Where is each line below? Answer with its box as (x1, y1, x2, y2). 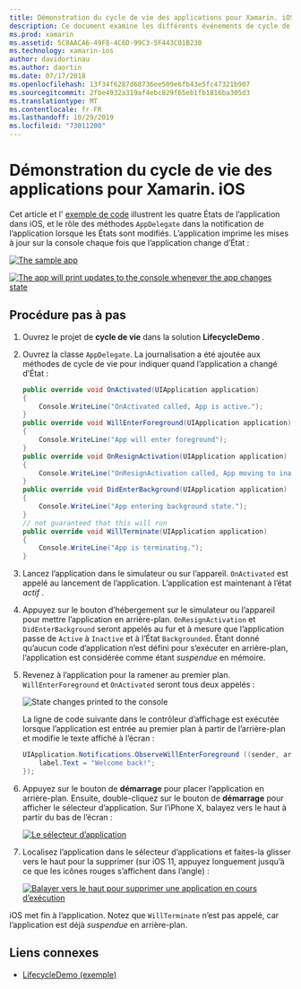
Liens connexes (9, 945, 99, 960)
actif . (21, 587, 45, 598)
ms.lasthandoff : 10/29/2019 (9, 113, 115, 122)
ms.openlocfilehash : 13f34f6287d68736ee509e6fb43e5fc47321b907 (9, 80, 251, 89)
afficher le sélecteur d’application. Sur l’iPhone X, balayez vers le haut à (21, 802, 287, 812)
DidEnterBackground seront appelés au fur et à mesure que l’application (21, 624, 285, 635)
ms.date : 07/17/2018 (9, 72, 87, 81)
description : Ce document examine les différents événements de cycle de (9, 22, 291, 30)
